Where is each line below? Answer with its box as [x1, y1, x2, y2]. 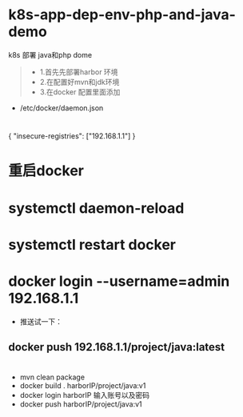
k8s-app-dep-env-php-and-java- [8, 6, 236, 24]
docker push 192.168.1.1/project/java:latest [8, 340, 225, 354]
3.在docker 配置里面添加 [39, 86, 121, 97]
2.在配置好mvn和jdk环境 [39, 77, 120, 86]
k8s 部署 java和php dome [8, 50, 93, 59]
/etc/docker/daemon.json [19, 102, 104, 113]
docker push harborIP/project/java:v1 [19, 399, 142, 409]
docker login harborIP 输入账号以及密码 [19, 391, 150, 400]
